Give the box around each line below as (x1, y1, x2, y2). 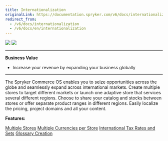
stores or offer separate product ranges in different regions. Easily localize (5, 100, 158, 106)
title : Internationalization (5, 7, 66, 13)
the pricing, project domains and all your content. (5, 106, 106, 112)
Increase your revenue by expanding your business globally (12, 65, 136, 71)
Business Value (5, 55, 38, 61)
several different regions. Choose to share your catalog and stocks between (5, 95, 161, 101)
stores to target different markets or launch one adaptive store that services (5, 90, 161, 96)
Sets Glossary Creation (5, 130, 53, 136)
